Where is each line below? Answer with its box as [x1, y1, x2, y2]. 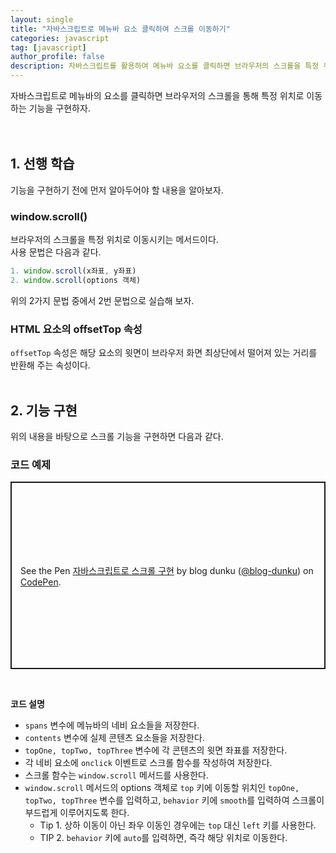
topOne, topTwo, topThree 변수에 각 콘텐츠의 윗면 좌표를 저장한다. [24, 744, 288, 756]
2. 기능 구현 [10, 402, 78, 419]
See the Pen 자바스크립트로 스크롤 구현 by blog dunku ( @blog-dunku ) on [20, 564, 314, 576]
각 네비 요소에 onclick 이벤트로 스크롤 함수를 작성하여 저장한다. [24, 757, 273, 769]
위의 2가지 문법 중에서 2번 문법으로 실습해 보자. [10, 294, 195, 306]
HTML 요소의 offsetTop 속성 [10, 322, 143, 336]
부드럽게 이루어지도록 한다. [24, 807, 130, 819]
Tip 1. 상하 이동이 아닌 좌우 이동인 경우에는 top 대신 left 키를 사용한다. [39, 819, 317, 831]
